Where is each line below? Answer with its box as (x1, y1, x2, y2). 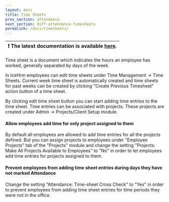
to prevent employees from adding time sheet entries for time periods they (5, 186, 160, 192)
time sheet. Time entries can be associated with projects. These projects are (5, 104, 164, 110)
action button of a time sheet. (5, 88, 67, 94)
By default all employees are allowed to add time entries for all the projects (5, 132, 160, 138)
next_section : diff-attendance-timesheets (5, 21, 96, 27)
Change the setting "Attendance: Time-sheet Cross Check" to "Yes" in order (5, 181, 164, 187)
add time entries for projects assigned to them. (5, 153, 102, 159)
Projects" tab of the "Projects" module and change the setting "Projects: (5, 142, 155, 148)
